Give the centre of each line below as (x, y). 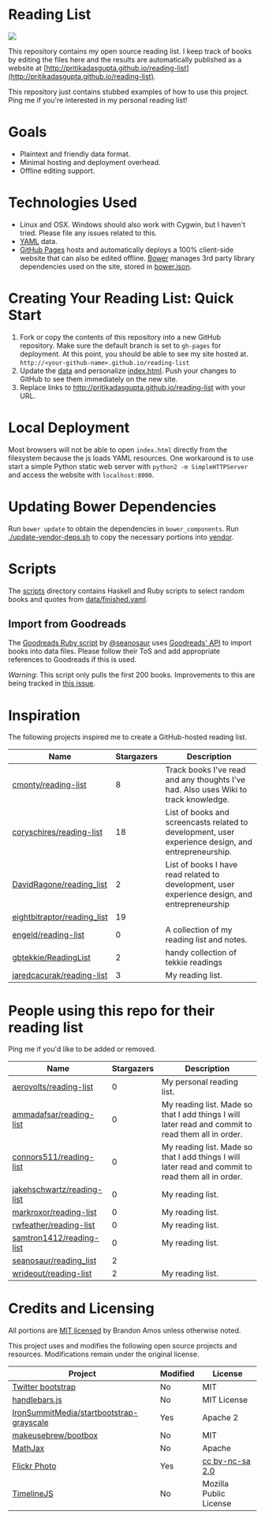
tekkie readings (194, 963)
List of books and (198, 813)
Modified (177, 1374)
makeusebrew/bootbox (55, 1435)
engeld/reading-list (49, 935)
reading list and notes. (206, 940)
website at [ (27, 68)
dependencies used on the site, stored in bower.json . (106, 266)
